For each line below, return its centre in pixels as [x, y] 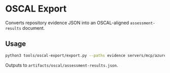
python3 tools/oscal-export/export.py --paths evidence [65, 55]
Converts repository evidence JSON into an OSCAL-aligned [67, 23]
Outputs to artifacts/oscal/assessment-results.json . [62, 65]
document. [34, 28]
